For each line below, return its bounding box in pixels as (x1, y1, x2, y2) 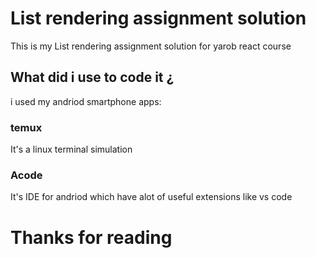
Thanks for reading (10, 226, 173, 249)
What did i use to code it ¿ (10, 69, 175, 86)
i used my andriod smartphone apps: (10, 95, 162, 107)
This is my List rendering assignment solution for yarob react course (10, 40, 292, 52)
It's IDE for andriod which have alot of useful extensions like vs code (10, 191, 293, 203)
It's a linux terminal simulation (10, 143, 133, 156)
